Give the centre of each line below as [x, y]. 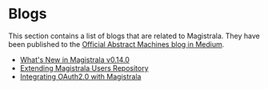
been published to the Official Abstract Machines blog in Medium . [116, 44]
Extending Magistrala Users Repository [84, 68]
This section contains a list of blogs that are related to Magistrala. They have [134, 36]
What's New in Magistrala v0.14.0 [75, 60]
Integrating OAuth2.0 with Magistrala [80, 76]
